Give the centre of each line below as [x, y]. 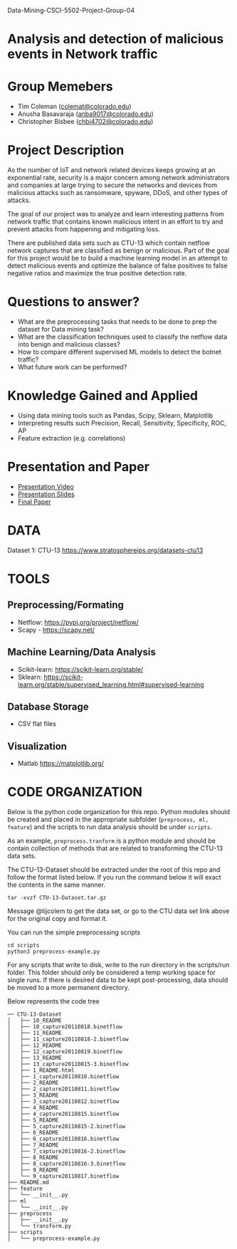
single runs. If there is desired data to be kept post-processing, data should [118, 980]
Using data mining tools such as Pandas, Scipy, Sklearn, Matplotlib [115, 415]
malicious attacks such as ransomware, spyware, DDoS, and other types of [117, 193]
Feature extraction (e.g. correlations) [72, 438]
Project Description [66, 151]
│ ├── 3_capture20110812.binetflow [63, 1102]
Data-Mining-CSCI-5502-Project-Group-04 [71, 10]
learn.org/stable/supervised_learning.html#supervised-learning [111, 684]
